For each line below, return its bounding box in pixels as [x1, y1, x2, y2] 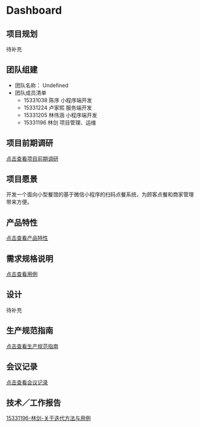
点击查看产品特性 [6, 235, 48, 242]
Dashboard [6, 4, 62, 17]
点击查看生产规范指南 [6, 342, 58, 350]
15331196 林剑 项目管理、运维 [23, 119, 96, 126]
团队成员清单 [14, 89, 46, 96]
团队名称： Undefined [14, 82, 68, 89]
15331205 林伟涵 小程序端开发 [23, 111, 98, 119]
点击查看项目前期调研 [6, 155, 58, 162]
